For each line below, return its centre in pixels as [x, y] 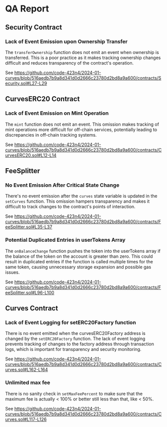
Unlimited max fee [28, 382]
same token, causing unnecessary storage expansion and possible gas [78, 267]
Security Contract [34, 27]
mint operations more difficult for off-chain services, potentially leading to [81, 129]
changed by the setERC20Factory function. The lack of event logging [75, 339]
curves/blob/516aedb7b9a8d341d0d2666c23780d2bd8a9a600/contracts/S [83, 78]
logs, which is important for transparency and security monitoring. [73, 349]
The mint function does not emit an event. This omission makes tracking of [82, 124]
